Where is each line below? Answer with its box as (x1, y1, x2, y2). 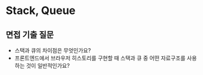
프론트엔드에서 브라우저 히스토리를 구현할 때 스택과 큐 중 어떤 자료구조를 (14, 54, 186, 62)
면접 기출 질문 (5, 29, 54, 40)
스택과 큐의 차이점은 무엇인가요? (14, 47, 91, 54)
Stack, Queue (5, 4, 76, 18)
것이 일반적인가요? (26, 62, 70, 69)
